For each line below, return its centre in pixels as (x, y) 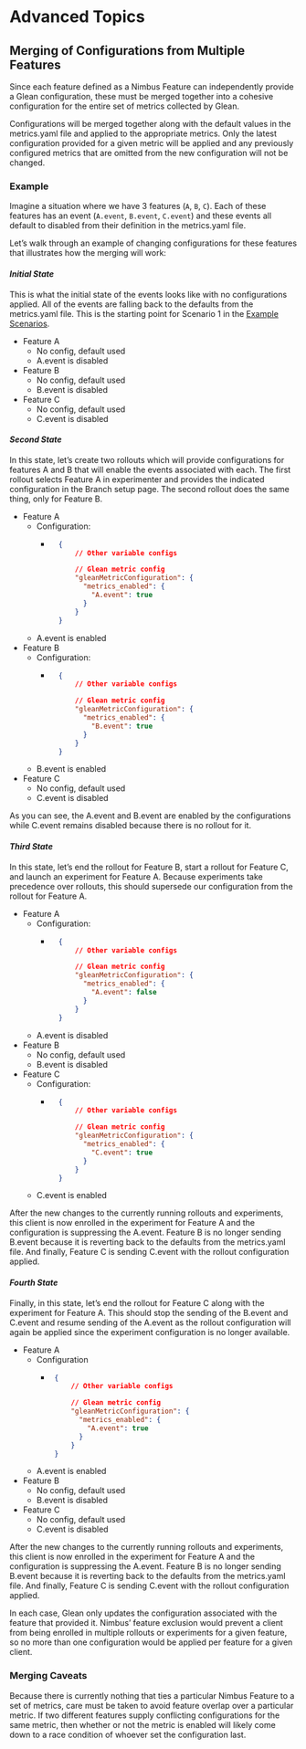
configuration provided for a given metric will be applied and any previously (152, 143)
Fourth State (34, 1282)
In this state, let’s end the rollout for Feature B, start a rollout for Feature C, (149, 867)
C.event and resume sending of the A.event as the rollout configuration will (150, 1322)
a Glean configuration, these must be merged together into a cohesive (142, 96)
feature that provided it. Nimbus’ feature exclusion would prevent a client (146, 1623)
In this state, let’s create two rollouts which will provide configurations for (147, 459)
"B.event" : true (122, 726)
